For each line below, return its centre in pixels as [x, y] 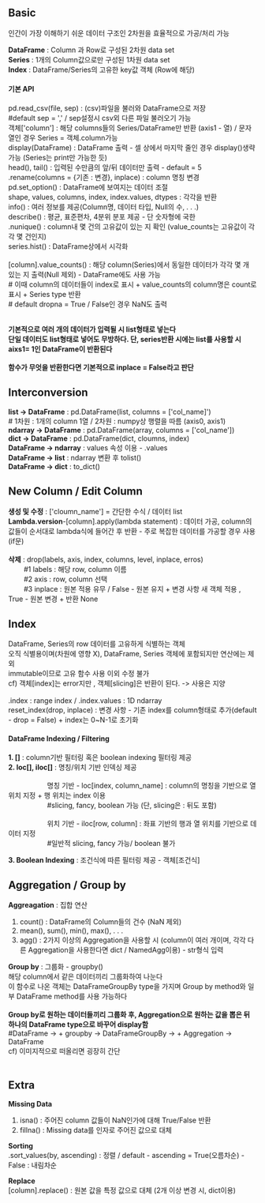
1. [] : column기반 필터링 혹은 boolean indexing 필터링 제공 [100, 757]
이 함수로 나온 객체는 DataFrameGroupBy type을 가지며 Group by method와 [127, 987]
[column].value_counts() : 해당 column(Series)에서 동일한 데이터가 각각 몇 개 [129, 265]
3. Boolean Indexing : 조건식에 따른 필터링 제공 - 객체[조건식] [104, 859]
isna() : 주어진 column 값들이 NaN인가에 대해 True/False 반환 [115, 1120]
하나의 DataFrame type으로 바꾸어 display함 [78, 1024]
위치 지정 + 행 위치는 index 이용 [57, 795]
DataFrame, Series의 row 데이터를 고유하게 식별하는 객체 [97, 644]
